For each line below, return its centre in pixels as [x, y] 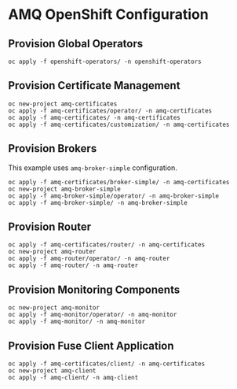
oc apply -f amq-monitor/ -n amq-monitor [77, 322]
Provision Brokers [53, 148]
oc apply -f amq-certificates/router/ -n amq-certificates [107, 245]
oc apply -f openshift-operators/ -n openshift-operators [105, 61]
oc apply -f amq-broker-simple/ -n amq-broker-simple [98, 202]
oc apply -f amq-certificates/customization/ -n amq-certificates [119, 124]
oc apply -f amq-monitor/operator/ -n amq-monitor [93, 315]
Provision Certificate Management [94, 85]
